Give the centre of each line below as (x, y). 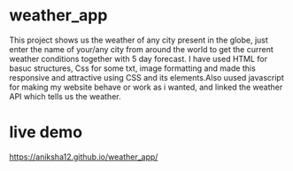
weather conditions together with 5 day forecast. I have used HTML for (139, 58)
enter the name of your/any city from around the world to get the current (142, 49)
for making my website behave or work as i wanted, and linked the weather (146, 87)
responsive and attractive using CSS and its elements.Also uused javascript (147, 77)
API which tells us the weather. (65, 96)
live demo (46, 132)
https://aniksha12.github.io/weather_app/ (84, 157)
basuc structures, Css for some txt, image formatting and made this (133, 68)
